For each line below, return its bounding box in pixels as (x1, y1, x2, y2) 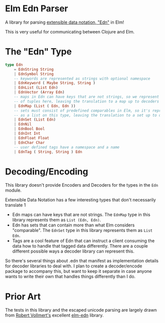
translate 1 (5, 202, 26, 208)
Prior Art (5, 291, 41, 302)
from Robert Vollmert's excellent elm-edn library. (5, 312, 104, 318)
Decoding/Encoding (5, 166, 88, 177)
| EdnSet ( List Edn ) (14, 117, 56, 122)
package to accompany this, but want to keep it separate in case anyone (5, 268, 152, 274)
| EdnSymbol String (14, 71, 54, 76)
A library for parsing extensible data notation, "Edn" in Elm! (5, 19, 124, 25)
